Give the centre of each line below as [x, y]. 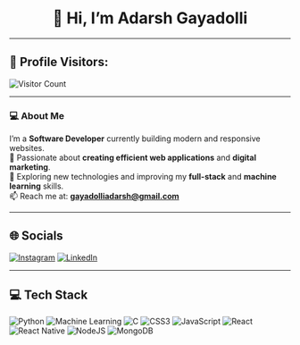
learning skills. [37, 186]
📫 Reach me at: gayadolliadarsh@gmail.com [95, 197]
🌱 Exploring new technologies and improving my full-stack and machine [143, 177]
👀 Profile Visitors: [59, 62]
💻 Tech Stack [49, 295]
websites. [27, 148]
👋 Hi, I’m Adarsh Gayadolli [150, 18]
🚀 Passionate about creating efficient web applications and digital [133, 158]
